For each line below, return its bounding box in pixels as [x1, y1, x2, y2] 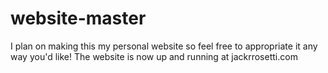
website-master [10, 7, 147, 30]
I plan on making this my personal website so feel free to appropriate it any [10, 40, 318, 52]
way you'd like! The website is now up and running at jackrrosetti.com [10, 50, 298, 62]
